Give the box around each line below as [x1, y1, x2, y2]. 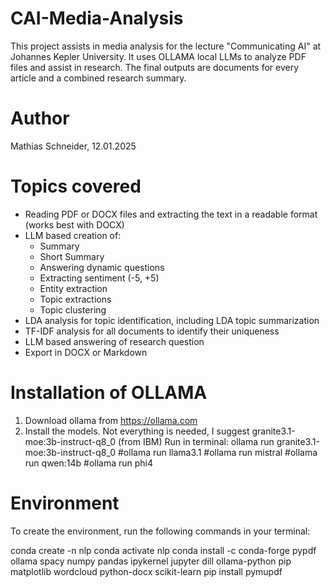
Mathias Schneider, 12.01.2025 [10, 140, 137, 152]
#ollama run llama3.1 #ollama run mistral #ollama [117, 446, 318, 458]
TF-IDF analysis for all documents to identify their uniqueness [24, 325, 280, 337]
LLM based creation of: [24, 229, 122, 241]
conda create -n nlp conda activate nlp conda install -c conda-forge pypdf [10, 544, 317, 556]
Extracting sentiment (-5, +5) [39, 272, 160, 284]
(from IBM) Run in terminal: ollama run [117, 435, 275, 447]
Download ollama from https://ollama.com [24, 414, 198, 426]
